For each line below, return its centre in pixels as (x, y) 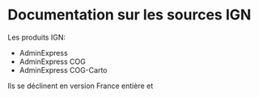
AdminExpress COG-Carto (63, 70)
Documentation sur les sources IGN (129, 15)
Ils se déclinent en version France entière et (81, 86)
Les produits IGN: (37, 37)
